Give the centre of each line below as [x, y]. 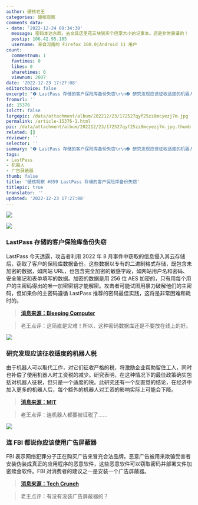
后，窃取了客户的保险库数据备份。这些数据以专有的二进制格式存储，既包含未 [99, 263]
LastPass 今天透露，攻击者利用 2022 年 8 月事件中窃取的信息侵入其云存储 [96, 256]
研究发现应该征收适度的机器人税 [52, 353]
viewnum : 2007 [29, 77]
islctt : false [24, 110]
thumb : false [22, 177]
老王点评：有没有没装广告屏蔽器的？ [65, 496]
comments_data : [25, 22]
